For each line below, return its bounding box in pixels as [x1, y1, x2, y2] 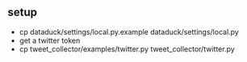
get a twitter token [19, 35, 81, 45]
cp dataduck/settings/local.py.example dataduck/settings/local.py [19, 27, 239, 36]
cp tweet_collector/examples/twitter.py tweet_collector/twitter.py [19, 43, 235, 54]
